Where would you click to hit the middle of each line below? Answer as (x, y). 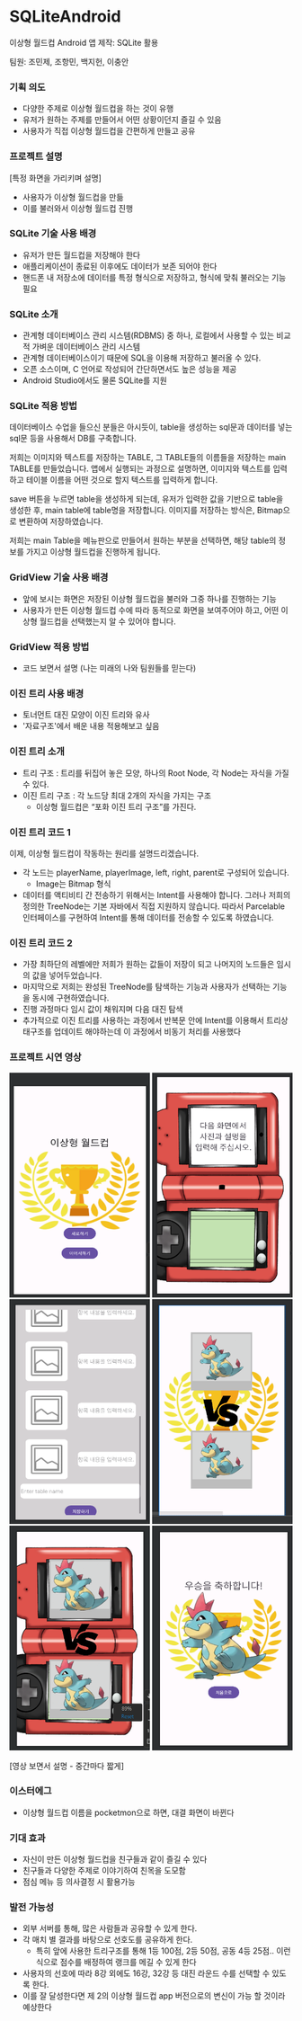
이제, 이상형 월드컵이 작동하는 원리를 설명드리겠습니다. (104, 853)
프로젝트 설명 (36, 156)
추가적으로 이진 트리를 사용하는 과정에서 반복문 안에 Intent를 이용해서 (143, 1020)
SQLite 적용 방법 (44, 406)
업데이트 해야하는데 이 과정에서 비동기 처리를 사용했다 (147, 1032)
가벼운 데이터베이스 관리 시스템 (86, 347)
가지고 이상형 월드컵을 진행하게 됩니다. (93, 552)
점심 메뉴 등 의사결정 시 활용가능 (79, 1882)
